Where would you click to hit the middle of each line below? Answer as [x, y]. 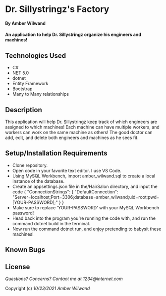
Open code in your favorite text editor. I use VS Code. [67, 170]
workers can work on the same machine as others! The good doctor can [79, 132]
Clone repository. [30, 165]
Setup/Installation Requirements [56, 153]
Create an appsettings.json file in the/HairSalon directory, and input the [85, 186]
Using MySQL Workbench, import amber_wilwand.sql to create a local [84, 176]
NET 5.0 [21, 73]
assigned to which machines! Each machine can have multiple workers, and [82, 127]
